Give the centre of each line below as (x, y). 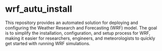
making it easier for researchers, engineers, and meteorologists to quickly (80, 38)
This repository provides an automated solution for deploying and (72, 23)
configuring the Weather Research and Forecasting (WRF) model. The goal (81, 27)
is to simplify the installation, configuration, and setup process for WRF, (78, 33)
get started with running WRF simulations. (48, 43)
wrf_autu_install (39, 9)
